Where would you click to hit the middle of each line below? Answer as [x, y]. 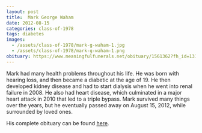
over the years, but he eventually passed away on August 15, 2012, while [96, 105]
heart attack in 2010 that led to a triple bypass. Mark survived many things [98, 99]
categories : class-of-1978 [40, 28]
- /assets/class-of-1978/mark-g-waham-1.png [68, 51]
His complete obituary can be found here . [58, 123]
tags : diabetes [25, 34]
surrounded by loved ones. [40, 111]
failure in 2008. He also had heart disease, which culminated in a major [94, 92]
